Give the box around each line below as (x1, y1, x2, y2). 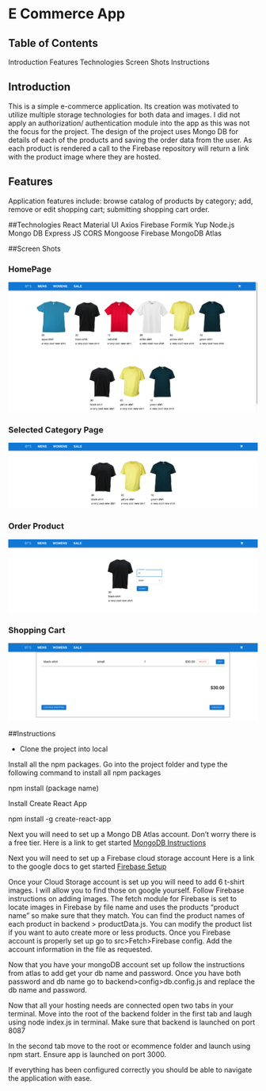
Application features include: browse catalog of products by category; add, (8, 196, 253, 206)
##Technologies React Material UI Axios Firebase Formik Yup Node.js (8, 220, 235, 229)
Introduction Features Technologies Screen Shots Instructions (8, 57, 210, 67)
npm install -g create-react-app (8, 814, 112, 824)
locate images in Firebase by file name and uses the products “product (8, 902, 240, 912)
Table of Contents (8, 36, 99, 50)
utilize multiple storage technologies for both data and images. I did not (8, 109, 241, 119)
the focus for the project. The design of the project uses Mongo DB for (8, 126, 239, 136)
